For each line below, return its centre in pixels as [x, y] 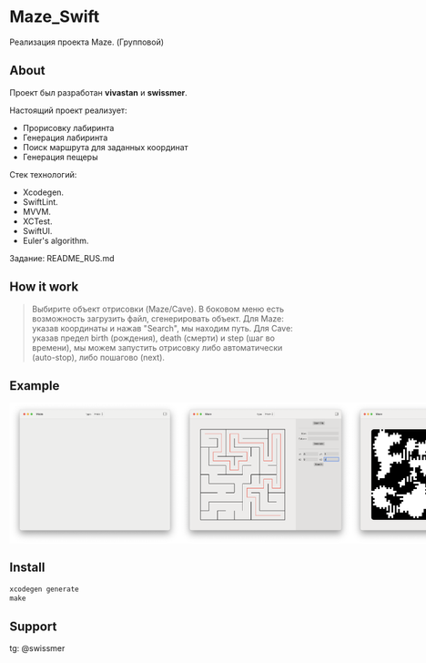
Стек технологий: [43, 174]
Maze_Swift [55, 17]
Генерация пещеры [60, 157]
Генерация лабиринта [65, 138]
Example [35, 386]
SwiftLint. [41, 201]
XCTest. [37, 221]
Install [27, 567]
